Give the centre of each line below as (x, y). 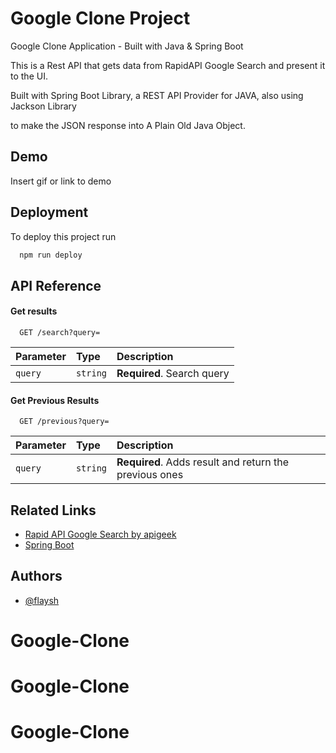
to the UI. (29, 76)
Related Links (53, 510)
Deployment (49, 212)
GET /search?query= (60, 333)
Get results (34, 311)
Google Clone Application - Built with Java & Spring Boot (127, 46)
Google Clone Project (100, 18)
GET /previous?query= (64, 422)
